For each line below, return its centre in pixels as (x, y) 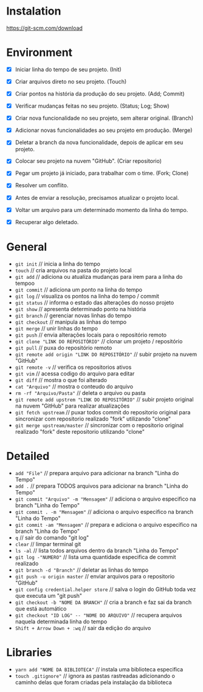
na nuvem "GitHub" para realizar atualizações (72, 406)
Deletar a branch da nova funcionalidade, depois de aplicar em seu (99, 142)
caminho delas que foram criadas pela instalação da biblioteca (93, 682)
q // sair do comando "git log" (52, 537)
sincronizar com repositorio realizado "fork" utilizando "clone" (93, 419)
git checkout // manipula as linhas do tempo (71, 322)
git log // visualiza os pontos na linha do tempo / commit (87, 296)
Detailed (28, 456)
